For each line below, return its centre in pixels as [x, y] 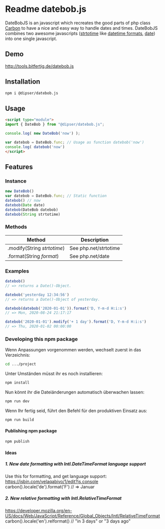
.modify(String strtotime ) [36, 248]
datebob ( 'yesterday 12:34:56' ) [37, 295]
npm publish [17, 441]
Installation [23, 82]
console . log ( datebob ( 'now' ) [35, 147]
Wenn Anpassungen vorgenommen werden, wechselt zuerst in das [73, 350]
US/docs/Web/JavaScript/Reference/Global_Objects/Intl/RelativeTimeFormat [82, 516]
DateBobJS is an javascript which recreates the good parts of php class [78, 23]
